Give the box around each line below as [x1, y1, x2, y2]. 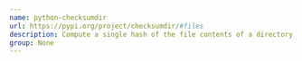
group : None [9, 38, 54, 48]
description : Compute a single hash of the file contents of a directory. [9, 30, 297, 39]
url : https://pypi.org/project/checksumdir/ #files [9, 22, 204, 30]
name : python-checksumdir [9, 13, 107, 22]
